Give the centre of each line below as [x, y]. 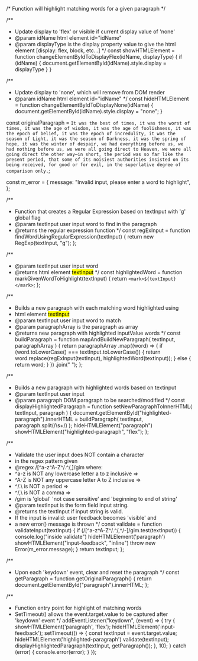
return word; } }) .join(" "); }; [48, 365]
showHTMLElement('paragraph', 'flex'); [63, 627]
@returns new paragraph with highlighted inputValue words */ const [98, 333]
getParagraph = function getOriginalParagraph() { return [83, 579]
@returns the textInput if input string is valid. [69, 511]
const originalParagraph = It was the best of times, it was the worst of [98, 123]
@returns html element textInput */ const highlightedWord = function [98, 272]
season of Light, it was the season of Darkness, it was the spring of [96, 139]
